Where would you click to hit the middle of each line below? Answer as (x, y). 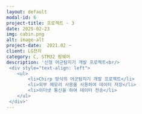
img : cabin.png (25, 34)
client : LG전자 (24, 51)
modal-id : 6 (21, 17)
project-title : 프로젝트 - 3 (40, 23)
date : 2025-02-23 (28, 29)
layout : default (27, 12)
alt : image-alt (25, 40)
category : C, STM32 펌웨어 (38, 57)
